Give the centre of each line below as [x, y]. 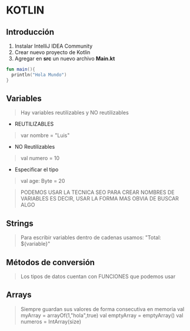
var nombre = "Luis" [45, 135]
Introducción [30, 32]
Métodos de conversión [51, 262]
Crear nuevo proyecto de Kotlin [52, 52]
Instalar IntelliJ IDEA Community [54, 46]
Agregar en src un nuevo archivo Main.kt [65, 58]
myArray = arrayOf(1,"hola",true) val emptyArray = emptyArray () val [102, 315]
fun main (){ [21, 69]
